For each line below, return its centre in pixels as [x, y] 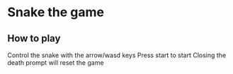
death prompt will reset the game [56, 63]
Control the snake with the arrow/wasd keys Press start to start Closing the [117, 55]
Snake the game [56, 12]
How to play [34, 38]
